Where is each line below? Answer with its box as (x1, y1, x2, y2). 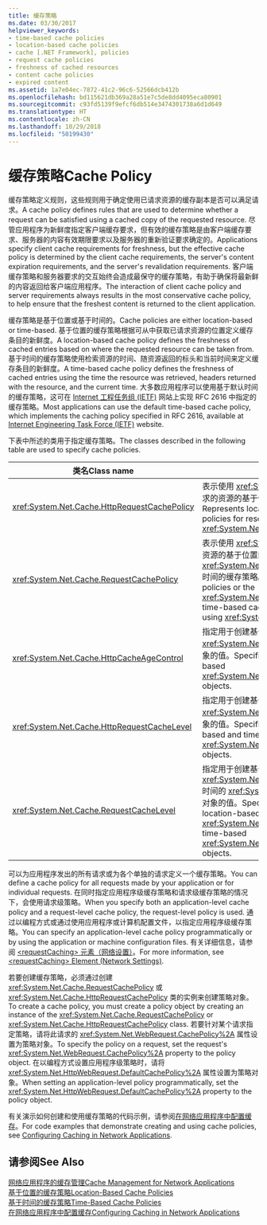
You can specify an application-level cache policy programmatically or (22, 927, 253, 937)
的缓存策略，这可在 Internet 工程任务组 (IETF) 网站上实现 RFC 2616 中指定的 (8, 392, 257, 401)
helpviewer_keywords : (8, 26, 80, 34)
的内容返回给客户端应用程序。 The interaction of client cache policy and (8, 281, 242, 291)
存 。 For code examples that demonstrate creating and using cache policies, (8, 1121, 257, 1131)
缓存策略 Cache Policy (8, 166, 153, 185)
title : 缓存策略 (8, 11, 57, 20)
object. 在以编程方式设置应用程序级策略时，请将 (8, 1057, 165, 1067)
